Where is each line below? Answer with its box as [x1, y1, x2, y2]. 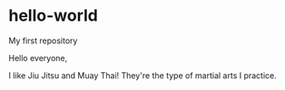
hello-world [8, 5, 99, 26]
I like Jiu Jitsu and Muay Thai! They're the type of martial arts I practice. [8, 69, 278, 81]
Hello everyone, [8, 52, 68, 63]
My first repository [8, 35, 78, 46]
